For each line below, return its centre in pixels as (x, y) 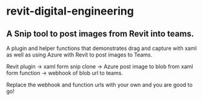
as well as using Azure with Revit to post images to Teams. (79, 55)
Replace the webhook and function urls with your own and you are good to (99, 85)
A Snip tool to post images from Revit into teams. (100, 34)
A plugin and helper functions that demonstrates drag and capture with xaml (101, 48)
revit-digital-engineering (70, 11)
